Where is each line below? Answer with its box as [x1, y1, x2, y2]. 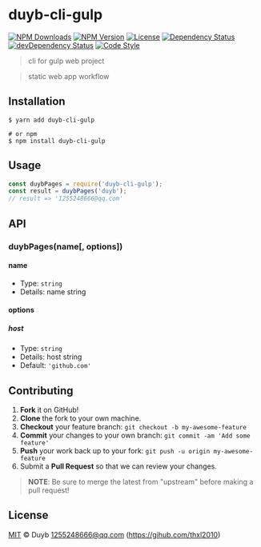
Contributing [8, 384, 74, 397]
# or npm [8, 130, 38, 138]
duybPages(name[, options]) [8, 241, 123, 252]
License [8, 509, 49, 522]
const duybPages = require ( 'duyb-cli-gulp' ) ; [8, 180, 163, 188]
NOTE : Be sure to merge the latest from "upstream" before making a [27, 477, 254, 487]
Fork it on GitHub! [19, 405, 79, 415]
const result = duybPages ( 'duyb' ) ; [8, 187, 127, 195]
